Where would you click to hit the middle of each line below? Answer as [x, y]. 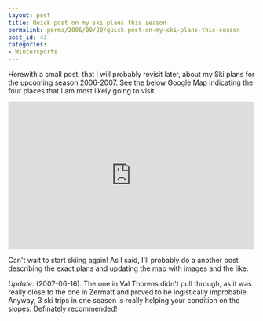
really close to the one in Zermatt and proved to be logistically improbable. [128, 292]
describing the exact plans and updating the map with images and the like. [128, 268]
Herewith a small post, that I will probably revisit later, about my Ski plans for [131, 74]
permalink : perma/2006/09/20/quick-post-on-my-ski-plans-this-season [124, 30]
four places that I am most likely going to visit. [82, 91]
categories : [27, 45]
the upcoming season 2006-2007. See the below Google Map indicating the [131, 82]
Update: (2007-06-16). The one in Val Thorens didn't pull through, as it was [130, 284]
